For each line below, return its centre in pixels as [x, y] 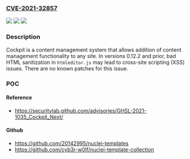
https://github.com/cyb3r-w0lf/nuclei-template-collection [84, 149]
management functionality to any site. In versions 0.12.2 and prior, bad [91, 56]
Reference [19, 97]
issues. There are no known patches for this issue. [67, 68]
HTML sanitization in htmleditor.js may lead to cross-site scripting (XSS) [96, 62]
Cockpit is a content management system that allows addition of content [94, 50]
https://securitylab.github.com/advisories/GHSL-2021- [81, 110]
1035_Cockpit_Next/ [39, 117]
